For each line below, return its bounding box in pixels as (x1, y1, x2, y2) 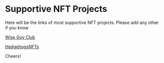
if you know (5, 24, 29, 30)
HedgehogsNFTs (5, 43, 39, 49)
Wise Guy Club (5, 34, 35, 40)
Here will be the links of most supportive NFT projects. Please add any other (5, 20, 159, 25)
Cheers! (5, 53, 21, 59)
